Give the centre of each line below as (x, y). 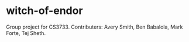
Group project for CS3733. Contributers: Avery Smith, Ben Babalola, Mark (94, 27)
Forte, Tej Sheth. (26, 33)
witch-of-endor (44, 11)
